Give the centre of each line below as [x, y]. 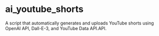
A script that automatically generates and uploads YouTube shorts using [79, 23]
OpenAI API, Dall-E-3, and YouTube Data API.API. [56, 28]
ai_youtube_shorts [44, 9]
